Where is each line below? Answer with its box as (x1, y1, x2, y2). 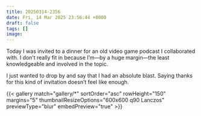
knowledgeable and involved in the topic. (6, 61, 109, 68)
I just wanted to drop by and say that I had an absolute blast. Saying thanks (6, 72, 193, 79)
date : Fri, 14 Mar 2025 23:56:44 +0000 (6, 14, 107, 20)
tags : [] (6, 25, 28, 32)
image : (6, 31, 23, 37)
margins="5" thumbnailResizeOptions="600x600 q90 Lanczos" (6, 97, 165, 104)
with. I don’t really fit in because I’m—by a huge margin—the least (6, 54, 170, 61)
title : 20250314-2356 (6, 8, 61, 15)
